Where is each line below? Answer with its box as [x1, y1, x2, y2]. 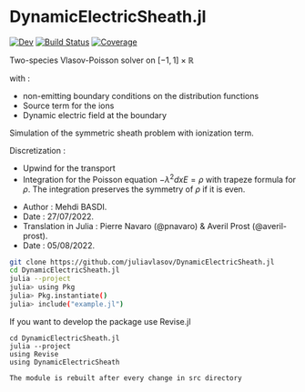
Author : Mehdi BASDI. [22, 201, 107, 212]
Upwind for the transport [22, 162, 116, 174]
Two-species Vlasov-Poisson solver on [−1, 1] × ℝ [9, 55, 194, 65]
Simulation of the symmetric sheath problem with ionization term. [9, 127, 255, 138]
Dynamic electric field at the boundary [22, 109, 167, 120]
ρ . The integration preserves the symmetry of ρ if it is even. [22, 184, 246, 195]
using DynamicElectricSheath [9, 357, 120, 367]
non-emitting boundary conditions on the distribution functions [22, 90, 259, 101]
